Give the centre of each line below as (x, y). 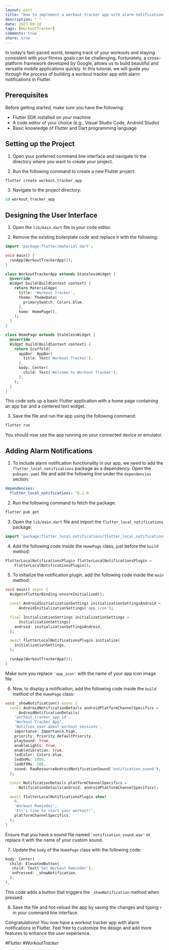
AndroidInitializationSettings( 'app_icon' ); (66, 608)
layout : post (19, 10)
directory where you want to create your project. (63, 161)
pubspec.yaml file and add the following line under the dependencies (82, 474)
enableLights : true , (36, 745)
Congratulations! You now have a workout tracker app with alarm (72, 922)
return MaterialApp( (36, 288)
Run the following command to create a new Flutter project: (74, 171)
